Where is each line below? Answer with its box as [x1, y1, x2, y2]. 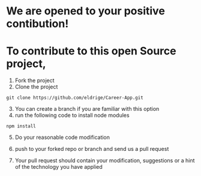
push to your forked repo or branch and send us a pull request [14, 145, 169, 153]
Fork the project [14, 77, 55, 84]
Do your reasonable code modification [14, 133, 110, 141]
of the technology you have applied [14, 163, 103, 171]
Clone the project [14, 83, 58, 90]
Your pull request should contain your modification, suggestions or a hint [14, 157, 195, 164]
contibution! [6, 17, 69, 31]
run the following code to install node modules [14, 112, 130, 119]
